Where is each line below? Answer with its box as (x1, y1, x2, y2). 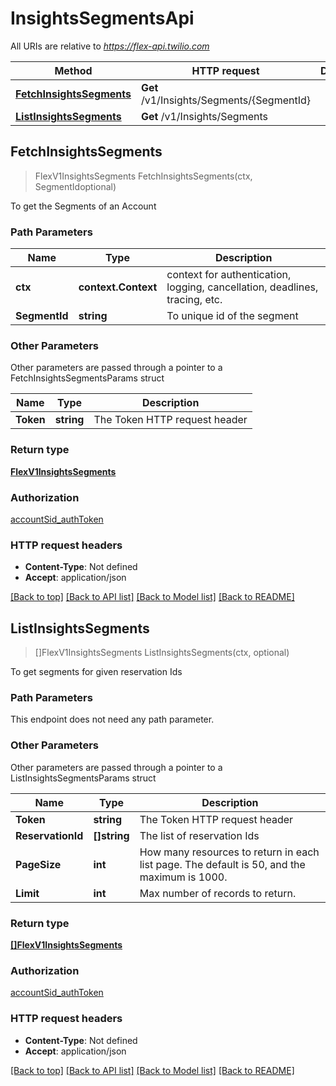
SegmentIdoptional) (34, 180, 117, 192)
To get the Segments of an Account (10, 200, 157, 212)
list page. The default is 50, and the (139, 857, 306, 871)
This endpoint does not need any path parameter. (10, 713, 215, 726)
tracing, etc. (166, 293, 223, 307)
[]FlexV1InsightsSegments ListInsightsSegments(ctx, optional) (34, 647, 290, 659)
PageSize (15, 857, 62, 871)
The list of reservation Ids (139, 828, 260, 842)
